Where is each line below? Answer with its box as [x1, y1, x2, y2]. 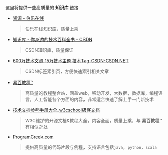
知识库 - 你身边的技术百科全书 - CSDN [12, 37, 93, 42]
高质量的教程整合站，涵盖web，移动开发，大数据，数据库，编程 [25, 90, 158, 96]
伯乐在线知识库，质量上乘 [25, 26, 79, 32]
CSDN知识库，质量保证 [25, 47, 74, 53]
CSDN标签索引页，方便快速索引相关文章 [25, 68, 109, 74]
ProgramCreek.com [12, 134, 54, 140]
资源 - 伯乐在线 [12, 15, 45, 21]
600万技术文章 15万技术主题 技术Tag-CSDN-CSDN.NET [12, 58, 129, 64]
